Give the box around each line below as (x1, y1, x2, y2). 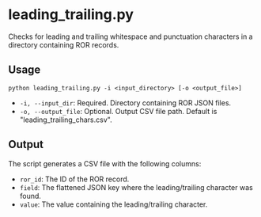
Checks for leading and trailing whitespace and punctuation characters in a (8, 32, 253, 41)
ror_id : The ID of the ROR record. (19, 174, 130, 184)
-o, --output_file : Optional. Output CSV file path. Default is (19, 106, 217, 116)
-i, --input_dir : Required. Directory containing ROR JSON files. (19, 97, 232, 108)
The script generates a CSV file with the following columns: (8, 158, 202, 168)
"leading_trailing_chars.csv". (19, 115, 112, 124)
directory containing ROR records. (8, 40, 119, 49)
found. (19, 191, 42, 200)
